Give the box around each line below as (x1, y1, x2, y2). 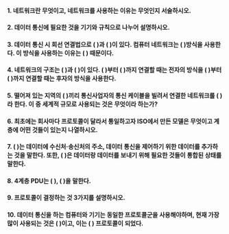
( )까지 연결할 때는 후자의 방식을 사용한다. (7, 74, 117, 82)
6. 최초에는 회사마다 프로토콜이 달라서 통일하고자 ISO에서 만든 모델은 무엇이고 (7, 117, 213, 125)
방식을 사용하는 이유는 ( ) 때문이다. (23, 49, 114, 57)
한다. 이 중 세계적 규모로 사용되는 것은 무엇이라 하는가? (14, 100, 158, 108)
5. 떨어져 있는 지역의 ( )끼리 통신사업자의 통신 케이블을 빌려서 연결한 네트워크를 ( (7, 91, 219, 100)
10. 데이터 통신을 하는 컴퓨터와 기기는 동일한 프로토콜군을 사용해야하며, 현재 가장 (7, 210, 219, 219)
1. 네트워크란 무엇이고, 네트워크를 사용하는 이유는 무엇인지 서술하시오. (7, 6, 191, 14)
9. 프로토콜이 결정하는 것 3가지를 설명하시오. (7, 194, 125, 202)
